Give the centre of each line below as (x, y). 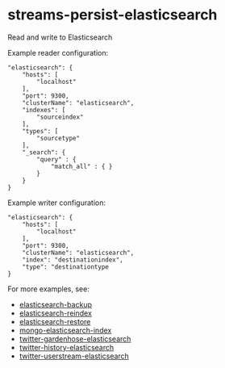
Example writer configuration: (57, 203)
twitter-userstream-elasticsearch (74, 356)
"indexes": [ (44, 110)
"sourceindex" (60, 117)
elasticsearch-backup (55, 304)
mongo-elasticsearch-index (65, 330)
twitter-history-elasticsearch (67, 347)
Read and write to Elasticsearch (60, 37)
